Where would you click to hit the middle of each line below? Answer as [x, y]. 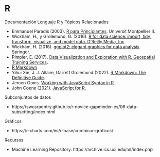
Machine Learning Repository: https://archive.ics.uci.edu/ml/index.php [82, 149]
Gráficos [13, 121]
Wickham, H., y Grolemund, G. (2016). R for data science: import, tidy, [81, 36]
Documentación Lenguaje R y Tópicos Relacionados [57, 22]
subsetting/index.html [33, 111]
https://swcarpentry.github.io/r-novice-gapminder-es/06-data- [75, 107]
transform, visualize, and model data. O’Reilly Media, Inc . [69, 41]
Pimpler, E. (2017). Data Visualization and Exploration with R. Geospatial [83, 57]
